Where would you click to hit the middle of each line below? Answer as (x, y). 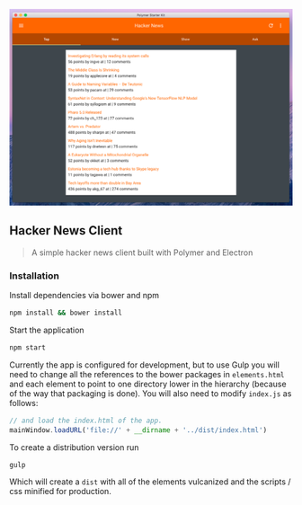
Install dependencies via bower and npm (84, 296)
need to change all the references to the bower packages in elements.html (147, 374)
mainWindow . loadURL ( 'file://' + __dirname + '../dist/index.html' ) (138, 430)
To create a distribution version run (74, 447)
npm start (28, 347)
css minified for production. (61, 492)
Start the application (47, 330)
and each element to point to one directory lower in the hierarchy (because (148, 384)
